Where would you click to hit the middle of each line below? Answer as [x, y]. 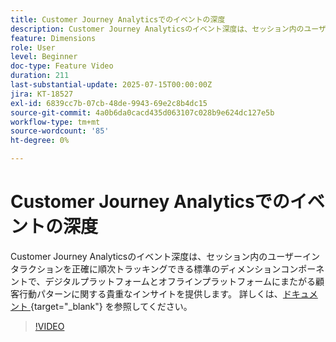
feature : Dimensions [53, 38]
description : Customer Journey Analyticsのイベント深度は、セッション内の [157, 29]
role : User [33, 47]
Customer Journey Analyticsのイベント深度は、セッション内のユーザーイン [165, 256]
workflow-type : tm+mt [55, 122]
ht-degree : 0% [40, 141]
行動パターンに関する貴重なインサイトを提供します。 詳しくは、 [150, 293]
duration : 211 [40, 76]
